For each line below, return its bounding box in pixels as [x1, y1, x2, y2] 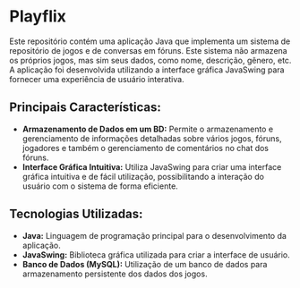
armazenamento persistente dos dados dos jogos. [21, 268, 208, 279]
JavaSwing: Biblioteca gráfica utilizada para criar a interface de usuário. [21, 249, 291, 260]
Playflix [9, 6, 67, 27]
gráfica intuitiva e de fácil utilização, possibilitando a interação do [21, 171, 264, 182]
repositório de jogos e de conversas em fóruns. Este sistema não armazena [9, 45, 288, 55]
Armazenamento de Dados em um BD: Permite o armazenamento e [21, 123, 274, 134]
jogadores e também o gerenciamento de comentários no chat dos [21, 142, 270, 153]
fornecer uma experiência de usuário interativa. [9, 73, 185, 84]
